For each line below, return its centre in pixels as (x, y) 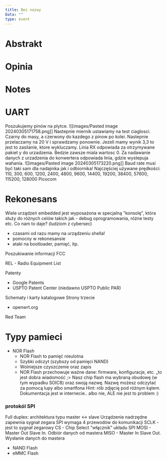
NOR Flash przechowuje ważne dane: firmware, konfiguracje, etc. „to (91, 372)
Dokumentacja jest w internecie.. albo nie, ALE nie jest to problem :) (89, 393)
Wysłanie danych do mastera (35, 438)
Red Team (15, 317)
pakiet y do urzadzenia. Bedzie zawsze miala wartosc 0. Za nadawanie (78, 152)
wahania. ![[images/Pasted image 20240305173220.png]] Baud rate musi (81, 163)
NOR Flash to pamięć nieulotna (52, 356)
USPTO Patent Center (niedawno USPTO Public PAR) (67, 288)
